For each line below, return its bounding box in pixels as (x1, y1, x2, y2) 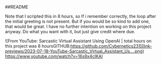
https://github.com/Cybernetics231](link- (70, 43, 152, 49)
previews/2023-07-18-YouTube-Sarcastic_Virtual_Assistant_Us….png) (5, 48, 145, 54)
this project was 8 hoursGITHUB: (5, 43, 71, 49)
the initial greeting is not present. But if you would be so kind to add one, (5, 19, 150, 24)
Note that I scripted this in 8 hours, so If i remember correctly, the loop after (5, 13, 156, 19)
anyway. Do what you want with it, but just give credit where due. (5, 29, 135, 34)
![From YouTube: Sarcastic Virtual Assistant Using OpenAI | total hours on (5, 38, 152, 44)
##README (5, 4, 28, 10)
